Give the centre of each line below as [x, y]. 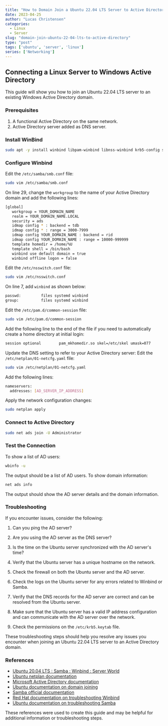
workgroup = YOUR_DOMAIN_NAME [43, 212]
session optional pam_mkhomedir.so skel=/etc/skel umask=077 [78, 343]
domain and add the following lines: [42, 198]
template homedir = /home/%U [42, 244]
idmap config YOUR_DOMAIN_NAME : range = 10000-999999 [70, 240]
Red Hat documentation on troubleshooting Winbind [66, 698]
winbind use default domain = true [49, 254]
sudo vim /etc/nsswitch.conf [35, 277]
